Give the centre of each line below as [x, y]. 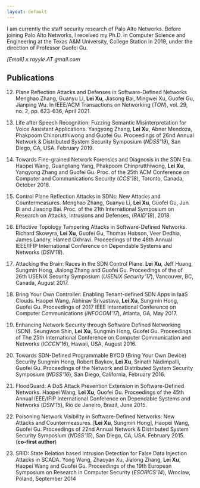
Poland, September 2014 [46, 479]
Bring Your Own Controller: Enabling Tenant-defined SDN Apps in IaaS [101, 294]
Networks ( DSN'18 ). [40, 252]
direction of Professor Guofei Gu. [47, 48]
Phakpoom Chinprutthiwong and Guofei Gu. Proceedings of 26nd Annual [104, 135]
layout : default [27, 12]
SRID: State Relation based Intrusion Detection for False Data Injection [101, 453]
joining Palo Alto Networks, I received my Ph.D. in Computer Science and [96, 35]
